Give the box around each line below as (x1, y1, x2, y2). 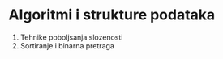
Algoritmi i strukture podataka (8, 6, 216, 24)
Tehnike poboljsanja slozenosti (19, 32, 123, 42)
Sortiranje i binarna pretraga (19, 40, 115, 50)
